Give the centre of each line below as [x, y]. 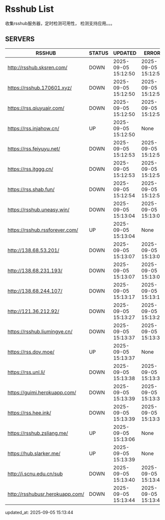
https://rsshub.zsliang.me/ [38, 433]
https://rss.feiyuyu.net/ [34, 149]
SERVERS [20, 39]
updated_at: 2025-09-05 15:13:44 [39, 512]
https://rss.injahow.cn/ [33, 128]
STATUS [99, 53]
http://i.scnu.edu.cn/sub [35, 474]
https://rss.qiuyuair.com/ [36, 108]
